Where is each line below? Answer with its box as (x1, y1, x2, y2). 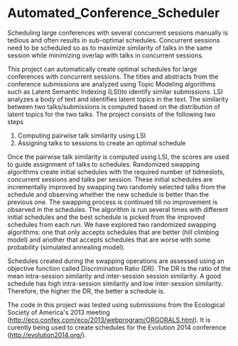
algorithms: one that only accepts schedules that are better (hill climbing (7, 228, 220, 236)
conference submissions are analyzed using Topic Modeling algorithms (7, 79, 216, 88)
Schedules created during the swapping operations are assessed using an (7, 257, 225, 265)
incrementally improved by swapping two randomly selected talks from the (7, 182, 226, 191)
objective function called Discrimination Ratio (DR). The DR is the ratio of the (7, 264, 231, 272)
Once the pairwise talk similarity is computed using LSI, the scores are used (7, 152, 229, 161)
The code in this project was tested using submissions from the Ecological (7, 300, 225, 309)
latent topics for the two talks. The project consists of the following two (7, 110, 216, 118)
